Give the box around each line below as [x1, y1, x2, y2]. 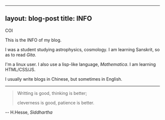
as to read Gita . [5, 52, 36, 58]
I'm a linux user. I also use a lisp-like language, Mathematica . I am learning [5, 61, 156, 67]
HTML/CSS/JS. [5, 66, 36, 72]
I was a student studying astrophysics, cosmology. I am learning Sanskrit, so [5, 46, 160, 52]
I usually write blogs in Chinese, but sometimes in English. [5, 76, 123, 82]
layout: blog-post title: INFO [5, 14, 92, 23]
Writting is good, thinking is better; [17, 90, 87, 96]
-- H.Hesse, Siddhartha [5, 109, 53, 115]
